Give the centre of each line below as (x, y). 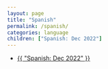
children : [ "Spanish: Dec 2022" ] (55, 39)
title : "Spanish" (32, 20)
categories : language (38, 32)
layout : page (26, 13)
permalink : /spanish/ (38, 26)
